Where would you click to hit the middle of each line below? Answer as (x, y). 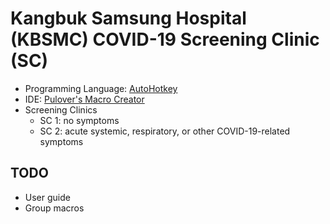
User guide (47, 197)
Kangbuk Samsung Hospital (128, 18)
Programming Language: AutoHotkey (101, 88)
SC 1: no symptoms (79, 120)
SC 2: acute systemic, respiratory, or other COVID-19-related (165, 131)
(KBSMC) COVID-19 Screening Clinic (165, 39)
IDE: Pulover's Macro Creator (84, 99)
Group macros (54, 208)
